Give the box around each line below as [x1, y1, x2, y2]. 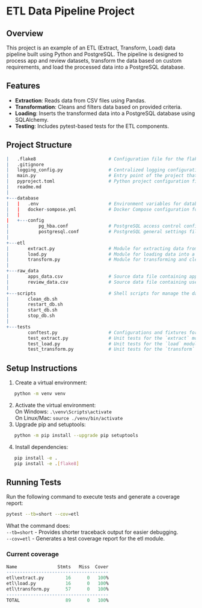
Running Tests [6, 477, 61, 487]
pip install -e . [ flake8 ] [14, 460, 79, 466]
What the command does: [6, 522, 70, 530]
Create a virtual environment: [14, 379, 87, 386]
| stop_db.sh [6, 313, 55, 319]
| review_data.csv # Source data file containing [6, 279, 187, 285]
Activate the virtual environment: [14, 401, 96, 409]
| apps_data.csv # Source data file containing [6, 274, 187, 280]
